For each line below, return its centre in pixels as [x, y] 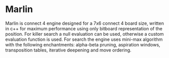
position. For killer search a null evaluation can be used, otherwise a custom [84, 34]
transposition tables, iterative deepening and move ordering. [69, 50]
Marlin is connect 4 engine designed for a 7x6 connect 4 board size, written [84, 23]
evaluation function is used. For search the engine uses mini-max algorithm [84, 39]
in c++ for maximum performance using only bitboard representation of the [84, 28]
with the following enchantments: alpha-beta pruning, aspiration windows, [83, 44]
